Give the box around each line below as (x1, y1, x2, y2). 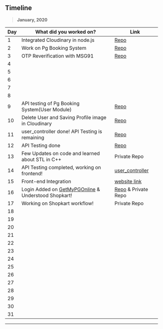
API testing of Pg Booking (21, 100, 80, 107)
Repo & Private (114, 186, 148, 193)
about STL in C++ (21, 156, 62, 163)
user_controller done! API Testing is (21, 128, 102, 135)
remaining (21, 134, 45, 141)
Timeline (5, 4, 33, 12)
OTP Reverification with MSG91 (21, 52, 94, 59)
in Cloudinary (21, 120, 52, 127)
